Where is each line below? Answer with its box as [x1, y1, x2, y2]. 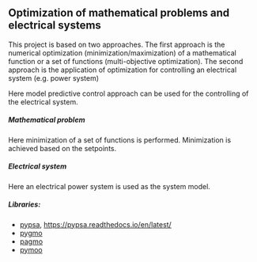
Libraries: [8, 199, 41, 209]
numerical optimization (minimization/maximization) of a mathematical [8, 47, 237, 58]
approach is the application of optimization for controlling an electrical [8, 65, 237, 74]
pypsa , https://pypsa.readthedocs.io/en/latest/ [19, 219, 172, 229]
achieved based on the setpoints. [8, 143, 117, 153]
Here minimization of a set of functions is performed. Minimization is [8, 135, 232, 145]
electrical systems [8, 19, 101, 32]
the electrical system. [8, 97, 78, 106]
